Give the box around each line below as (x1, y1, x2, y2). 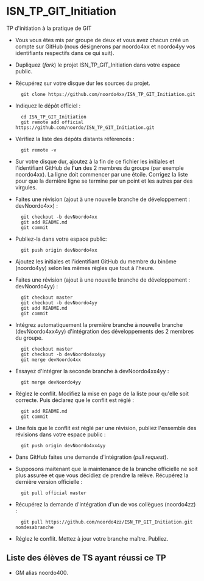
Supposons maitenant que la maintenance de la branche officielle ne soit (15, 465, 198, 472)
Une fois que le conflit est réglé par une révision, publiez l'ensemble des (15, 424, 197, 431)
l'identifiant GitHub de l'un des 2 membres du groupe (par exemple (15, 164, 184, 172)
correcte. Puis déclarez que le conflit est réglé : (15, 396, 135, 404)
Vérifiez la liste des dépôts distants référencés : (15, 135, 135, 142)
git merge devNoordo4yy (21, 379, 81, 386)
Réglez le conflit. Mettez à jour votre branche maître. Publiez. (15, 535, 169, 542)
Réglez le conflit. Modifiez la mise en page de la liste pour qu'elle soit (15, 390, 189, 397)
